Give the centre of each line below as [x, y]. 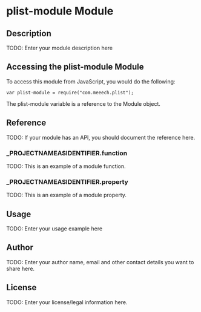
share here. [21, 268]
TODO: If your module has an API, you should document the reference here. [101, 137]
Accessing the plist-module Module [75, 67]
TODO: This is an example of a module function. [66, 166]
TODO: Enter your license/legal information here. [67, 302]
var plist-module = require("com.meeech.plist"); [70, 93]
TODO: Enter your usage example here [54, 229]
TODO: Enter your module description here [60, 48]
